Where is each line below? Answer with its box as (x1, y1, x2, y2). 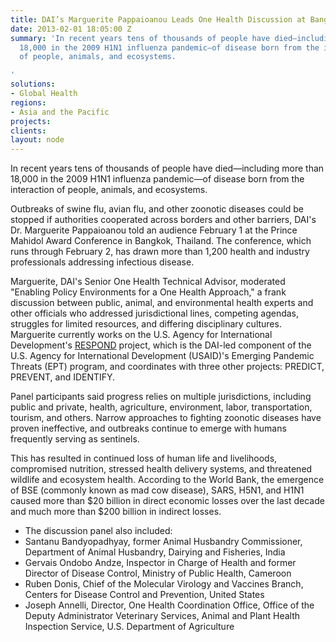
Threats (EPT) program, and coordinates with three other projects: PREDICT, (10, 361, 325, 373)
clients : (10, 126, 47, 136)
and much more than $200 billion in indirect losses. (10, 506, 222, 518)
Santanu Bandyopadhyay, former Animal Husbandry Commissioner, (24, 536, 303, 548)
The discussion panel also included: (24, 525, 173, 537)
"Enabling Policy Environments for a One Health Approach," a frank (10, 286, 287, 298)
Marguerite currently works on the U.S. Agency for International (10, 329, 273, 341)
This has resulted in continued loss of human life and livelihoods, (10, 452, 278, 465)
